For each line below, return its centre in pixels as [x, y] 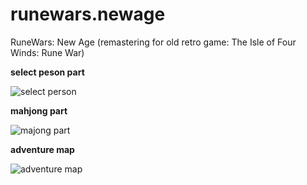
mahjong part [39, 110]
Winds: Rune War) [47, 52]
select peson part [47, 72]
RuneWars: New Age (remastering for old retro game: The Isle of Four [153, 42]
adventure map [42, 149]
